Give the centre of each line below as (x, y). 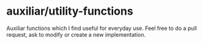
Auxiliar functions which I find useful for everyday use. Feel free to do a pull (102, 28)
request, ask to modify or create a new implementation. (76, 34)
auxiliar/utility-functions (70, 11)
